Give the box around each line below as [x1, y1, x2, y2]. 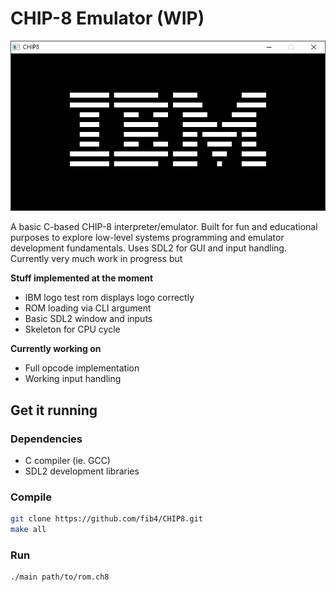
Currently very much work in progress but [10, 253, 183, 265]
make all [10, 525, 47, 535]
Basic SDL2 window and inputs [24, 313, 153, 325]
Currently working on [10, 343, 102, 355]
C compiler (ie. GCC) [24, 455, 111, 467]
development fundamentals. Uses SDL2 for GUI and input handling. [10, 242, 287, 254]
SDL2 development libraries [24, 465, 140, 477]
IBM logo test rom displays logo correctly [24, 292, 195, 304]
